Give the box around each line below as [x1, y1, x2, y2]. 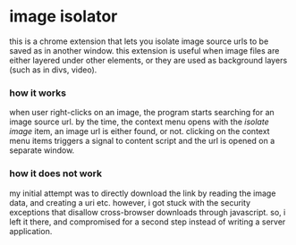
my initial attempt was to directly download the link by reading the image [9, 188, 276, 199]
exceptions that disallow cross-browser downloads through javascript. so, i [9, 207, 286, 217]
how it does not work [9, 167, 103, 180]
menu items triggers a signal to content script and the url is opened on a [9, 136, 275, 147]
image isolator [9, 6, 118, 27]
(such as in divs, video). [9, 64, 97, 75]
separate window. [9, 145, 75, 156]
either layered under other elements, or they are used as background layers [9, 55, 288, 65]
